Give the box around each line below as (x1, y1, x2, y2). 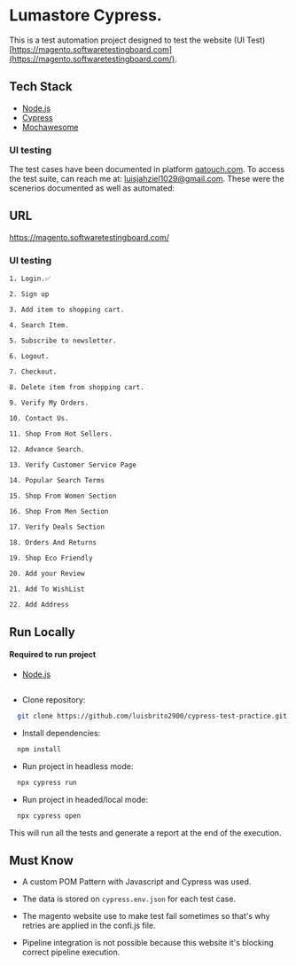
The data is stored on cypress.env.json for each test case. (21, 893, 237, 905)
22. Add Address (9, 601, 69, 609)
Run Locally (9, 624, 75, 640)
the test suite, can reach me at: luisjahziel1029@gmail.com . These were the (9, 174, 285, 185)
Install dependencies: (21, 728, 101, 739)
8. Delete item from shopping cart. (9, 383, 144, 392)
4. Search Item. (9, 321, 69, 330)
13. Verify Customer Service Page (9, 460, 137, 470)
